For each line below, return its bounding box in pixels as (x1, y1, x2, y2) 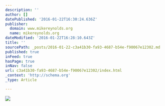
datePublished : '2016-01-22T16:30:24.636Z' (5, 17, 98, 22)
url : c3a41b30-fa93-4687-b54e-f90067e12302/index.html (5, 68, 122, 73)
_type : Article (5, 77, 37, 82)
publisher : (5, 21, 28, 27)
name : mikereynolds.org (10, 31, 59, 36)
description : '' (5, 7, 39, 13)
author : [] (5, 12, 28, 17)
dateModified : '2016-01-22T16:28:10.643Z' (5, 36, 95, 41)
